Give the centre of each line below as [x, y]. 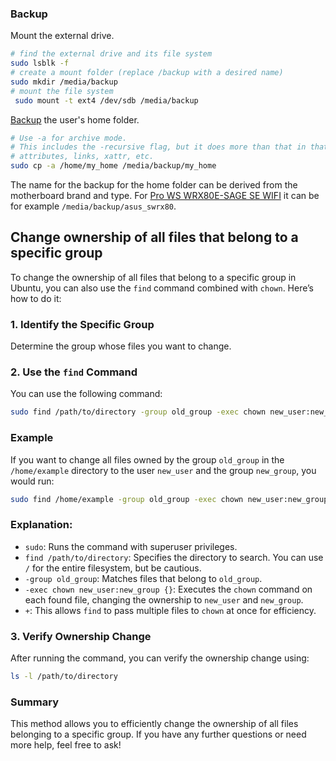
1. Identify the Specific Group [82, 324]
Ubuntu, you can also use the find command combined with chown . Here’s [162, 288]
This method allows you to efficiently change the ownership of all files [154, 724]
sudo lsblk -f [40, 63]
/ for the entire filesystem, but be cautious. [113, 568]
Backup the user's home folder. [75, 119]
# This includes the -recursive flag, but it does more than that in [158, 147]
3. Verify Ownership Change [81, 636]
